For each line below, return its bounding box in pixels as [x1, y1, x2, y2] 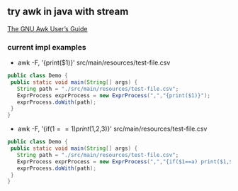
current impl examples [7, 42, 86, 52]
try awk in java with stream [7, 6, 129, 18]
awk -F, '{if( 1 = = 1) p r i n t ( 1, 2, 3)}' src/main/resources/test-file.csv [17, 124, 208, 133]
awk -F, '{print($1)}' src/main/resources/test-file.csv [17, 58, 171, 67]
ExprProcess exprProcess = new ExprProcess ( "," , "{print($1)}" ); [16, 92, 211, 99]
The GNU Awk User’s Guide [7, 24, 88, 33]
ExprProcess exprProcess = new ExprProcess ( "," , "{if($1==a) [16, 158, 198, 165]
